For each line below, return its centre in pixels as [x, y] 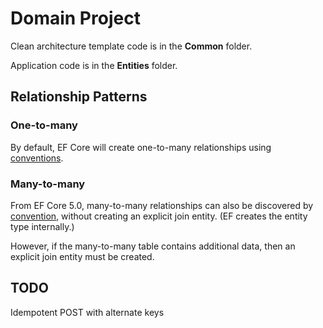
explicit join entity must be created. [82, 256]
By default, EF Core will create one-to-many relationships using [141, 147]
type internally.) [42, 226]
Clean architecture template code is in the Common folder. [131, 46]
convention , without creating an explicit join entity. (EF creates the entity [159, 216]
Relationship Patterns [79, 97]
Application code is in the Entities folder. [94, 65]
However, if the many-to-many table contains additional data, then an [153, 246]
